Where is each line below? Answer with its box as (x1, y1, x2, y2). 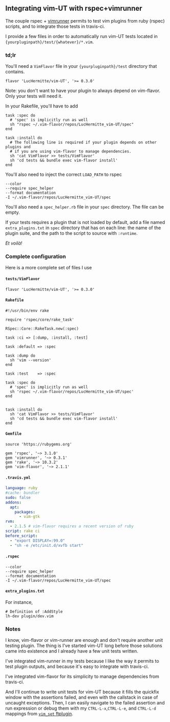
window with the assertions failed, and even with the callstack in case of (5, 694, 158, 700)
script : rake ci (5, 529, 40, 534)
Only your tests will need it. (5, 93, 63, 99)
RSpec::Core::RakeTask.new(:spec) (5, 326, 79, 331)
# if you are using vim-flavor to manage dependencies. (10, 149, 132, 154)
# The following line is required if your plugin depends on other (10, 140, 157, 145)
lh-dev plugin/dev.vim (5, 614, 54, 619)
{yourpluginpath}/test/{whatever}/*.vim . (5, 39, 94, 45)
